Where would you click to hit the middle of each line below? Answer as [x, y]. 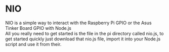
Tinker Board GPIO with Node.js [38, 28]
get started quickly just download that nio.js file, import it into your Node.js [83, 39]
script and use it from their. [33, 44]
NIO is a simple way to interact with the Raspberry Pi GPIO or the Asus [78, 23]
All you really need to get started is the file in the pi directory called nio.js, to [85, 33]
